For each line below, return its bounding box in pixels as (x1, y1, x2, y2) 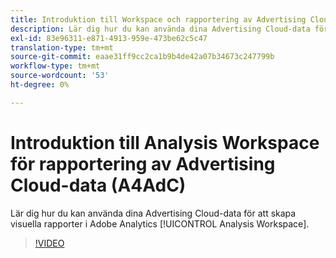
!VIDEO (34, 237, 65, 249)
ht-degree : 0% (10, 80, 70, 90)
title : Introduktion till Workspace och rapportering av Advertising (10, 14, 307, 25)
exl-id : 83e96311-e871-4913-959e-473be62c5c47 (10, 33, 208, 43)
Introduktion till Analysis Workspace (10, 131, 320, 154)
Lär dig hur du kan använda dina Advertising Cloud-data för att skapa (10, 207, 297, 219)
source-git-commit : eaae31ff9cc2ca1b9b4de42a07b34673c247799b (10, 52, 275, 62)
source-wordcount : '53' (10, 71, 110, 81)
